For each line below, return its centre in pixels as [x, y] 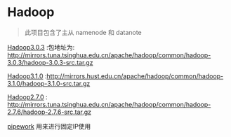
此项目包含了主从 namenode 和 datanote [83, 32]
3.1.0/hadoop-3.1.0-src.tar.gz [49, 83]
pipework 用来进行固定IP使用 [49, 126]
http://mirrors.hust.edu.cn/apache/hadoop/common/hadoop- [135, 76]
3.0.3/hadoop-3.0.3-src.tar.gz [50, 62]
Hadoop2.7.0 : [27, 97]
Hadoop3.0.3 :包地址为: [41, 47]
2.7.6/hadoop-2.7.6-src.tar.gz [49, 112]
